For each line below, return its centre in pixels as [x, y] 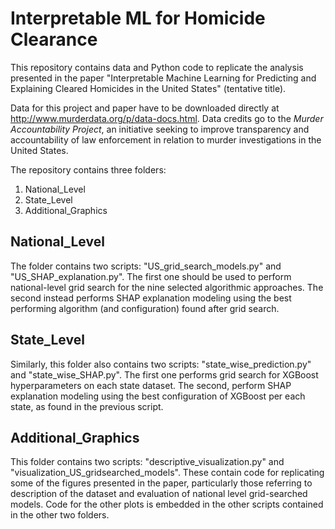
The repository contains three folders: [88, 169]
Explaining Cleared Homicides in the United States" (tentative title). [148, 88]
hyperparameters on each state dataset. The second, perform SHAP [151, 385]
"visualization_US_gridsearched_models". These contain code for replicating [167, 473]
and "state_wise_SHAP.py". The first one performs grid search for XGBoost [164, 374]
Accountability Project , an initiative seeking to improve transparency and [160, 129]
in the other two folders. [60, 515]
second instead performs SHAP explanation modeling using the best [151, 298]
